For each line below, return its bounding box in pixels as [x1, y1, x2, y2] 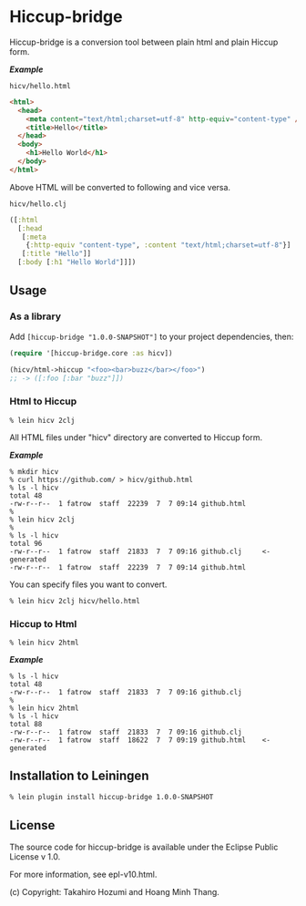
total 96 [9, 539, 43, 548]
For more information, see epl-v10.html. [9, 869, 158, 880]
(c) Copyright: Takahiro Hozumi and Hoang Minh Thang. [9, 887, 220, 898]
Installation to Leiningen [9, 768, 149, 784]
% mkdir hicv [9, 467, 59, 476]
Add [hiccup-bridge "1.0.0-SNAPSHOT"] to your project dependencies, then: [9, 331, 294, 342]
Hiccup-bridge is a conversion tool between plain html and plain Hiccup [9, 36, 279, 47]
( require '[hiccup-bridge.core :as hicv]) [9, 348, 173, 357]
